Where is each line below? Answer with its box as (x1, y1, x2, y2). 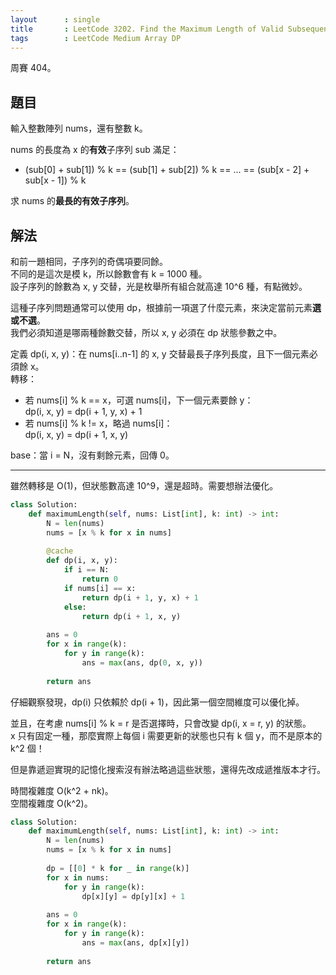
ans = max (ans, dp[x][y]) (81, 937, 190, 948)
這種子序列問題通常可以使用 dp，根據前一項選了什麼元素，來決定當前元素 (10, 302, 313, 313)
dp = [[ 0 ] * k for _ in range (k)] (46, 863, 190, 873)
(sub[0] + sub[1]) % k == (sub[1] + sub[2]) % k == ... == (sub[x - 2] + (24, 164, 310, 176)
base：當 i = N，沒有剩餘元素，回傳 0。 (10, 449, 175, 461)
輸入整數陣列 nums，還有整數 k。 (10, 122, 148, 135)
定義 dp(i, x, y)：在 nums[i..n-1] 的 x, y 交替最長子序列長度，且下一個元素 (10, 348, 310, 360)
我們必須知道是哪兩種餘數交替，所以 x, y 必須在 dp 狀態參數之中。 (10, 327, 283, 338)
